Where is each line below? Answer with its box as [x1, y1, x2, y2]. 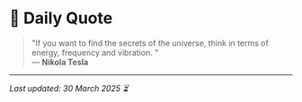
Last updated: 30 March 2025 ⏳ [9, 82, 129, 93]
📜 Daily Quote [9, 8, 113, 29]
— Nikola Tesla [31, 56, 89, 67]
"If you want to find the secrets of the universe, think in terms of [31, 38, 270, 48]
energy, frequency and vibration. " [31, 47, 159, 57]
